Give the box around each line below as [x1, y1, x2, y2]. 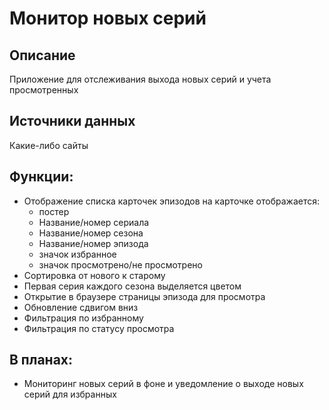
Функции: [9, 168, 74, 186]
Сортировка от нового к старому [23, 269, 166, 281]
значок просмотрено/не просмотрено [38, 258, 203, 271]
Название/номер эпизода [38, 237, 149, 249]
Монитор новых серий [9, 7, 207, 30]
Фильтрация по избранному [23, 312, 144, 324]
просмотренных [9, 84, 79, 96]
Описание [9, 47, 76, 64]
